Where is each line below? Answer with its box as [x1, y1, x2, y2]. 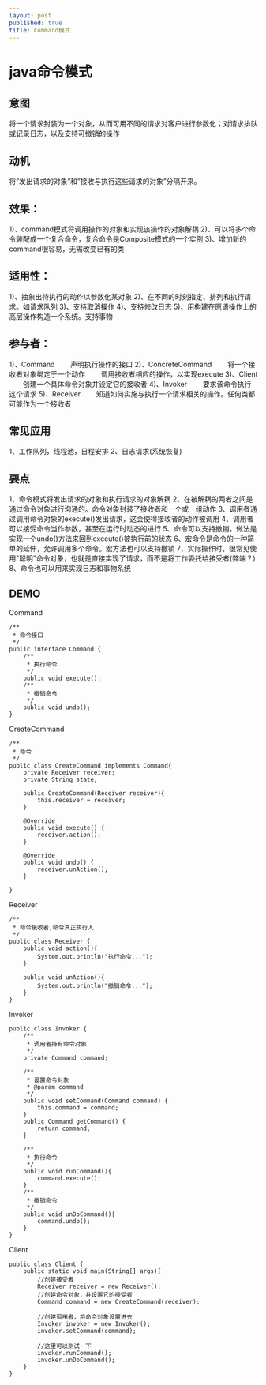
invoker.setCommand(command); [37, 1327, 137, 1335]
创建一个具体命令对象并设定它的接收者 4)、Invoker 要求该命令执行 [22, 379, 252, 388]
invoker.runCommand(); [37, 1349, 112, 1357]
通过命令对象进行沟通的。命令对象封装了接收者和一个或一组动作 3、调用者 [9, 505, 251, 514]
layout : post [9, 11, 52, 20]
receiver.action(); [37, 831, 102, 839]
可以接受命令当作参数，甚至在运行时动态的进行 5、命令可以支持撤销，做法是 [9, 524, 257, 534]
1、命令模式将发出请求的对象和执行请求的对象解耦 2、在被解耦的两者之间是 [9, 494, 253, 504]
